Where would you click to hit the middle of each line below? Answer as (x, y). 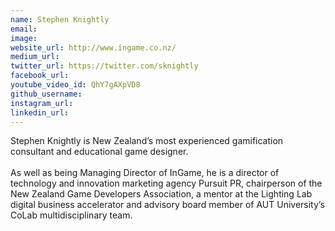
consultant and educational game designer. (99, 152)
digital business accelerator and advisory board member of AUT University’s (167, 205)
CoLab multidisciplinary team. (71, 215)
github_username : (46, 94)
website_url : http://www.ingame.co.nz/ (93, 47)
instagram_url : (42, 103)
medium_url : (35, 57)
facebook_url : (40, 76)
